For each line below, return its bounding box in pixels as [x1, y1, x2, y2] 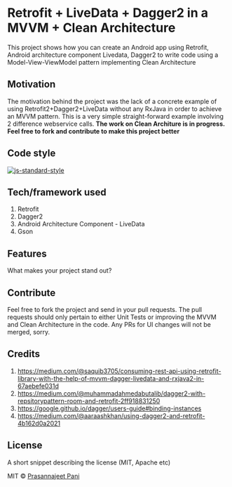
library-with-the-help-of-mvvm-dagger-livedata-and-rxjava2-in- [17, 374, 205, 382]
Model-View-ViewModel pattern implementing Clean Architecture [7, 58, 196, 66]
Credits [7, 348, 41, 360]
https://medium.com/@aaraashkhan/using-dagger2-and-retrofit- [17, 411, 205, 420]
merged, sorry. [7, 328, 50, 336]
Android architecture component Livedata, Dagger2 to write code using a [7, 51, 219, 59]
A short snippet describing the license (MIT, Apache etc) [7, 458, 171, 467]
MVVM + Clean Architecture [7, 20, 176, 36]
